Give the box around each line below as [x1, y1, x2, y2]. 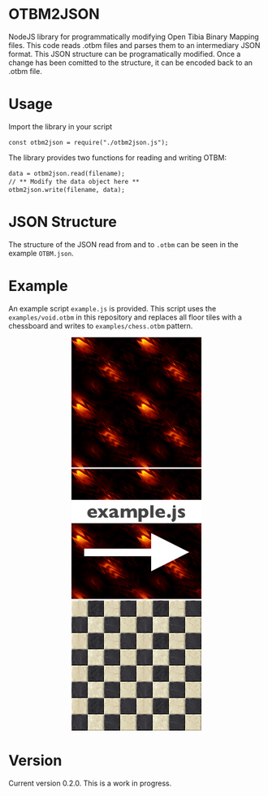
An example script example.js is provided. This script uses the [8, 303, 217, 313]
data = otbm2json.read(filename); [8, 169, 126, 177]
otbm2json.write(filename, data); [8, 185, 126, 194]
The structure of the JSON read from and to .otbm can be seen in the [8, 239, 239, 249]
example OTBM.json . [8, 248, 75, 258]
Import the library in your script [8, 121, 113, 131]
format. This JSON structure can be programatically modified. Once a [8, 49, 241, 59]
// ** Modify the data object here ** [8, 177, 140, 185]
